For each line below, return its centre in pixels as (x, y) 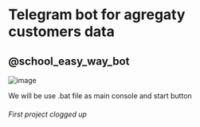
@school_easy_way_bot (69, 61)
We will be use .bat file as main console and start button (100, 96)
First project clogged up (48, 114)
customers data (62, 32)
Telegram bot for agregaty (97, 15)
